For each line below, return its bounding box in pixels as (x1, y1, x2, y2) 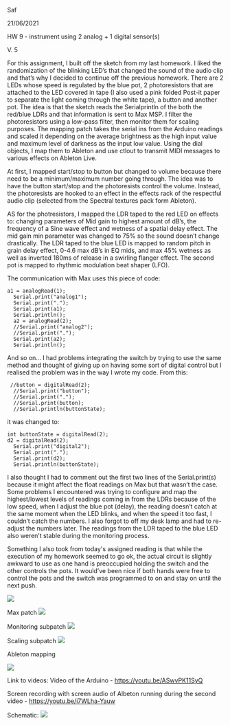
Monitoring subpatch (7, 623, 67, 631)
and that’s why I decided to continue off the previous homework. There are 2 (7, 74, 224, 82)
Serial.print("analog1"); (13, 293, 88, 300)
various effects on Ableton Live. (7, 154, 97, 162)
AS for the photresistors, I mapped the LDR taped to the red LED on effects (7, 210, 218, 218)
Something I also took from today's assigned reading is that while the (7, 545, 203, 553)
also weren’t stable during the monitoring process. (7, 532, 150, 539)
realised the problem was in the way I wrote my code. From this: (7, 368, 188, 377)
